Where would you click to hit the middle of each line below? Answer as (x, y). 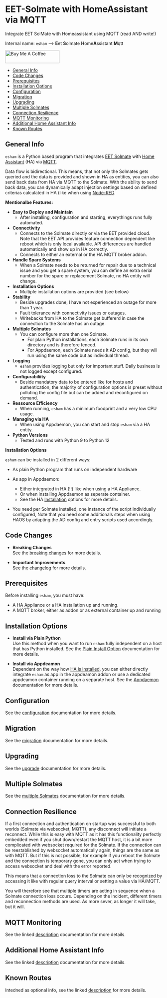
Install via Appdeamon (36, 664)
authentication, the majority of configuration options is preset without (91, 387)
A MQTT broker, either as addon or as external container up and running (86, 610)
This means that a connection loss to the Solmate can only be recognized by (84, 876)
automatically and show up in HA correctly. (64, 249)
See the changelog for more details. (49, 568)
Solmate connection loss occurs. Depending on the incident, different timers (83, 896)
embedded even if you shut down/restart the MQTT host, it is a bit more (79, 840)
